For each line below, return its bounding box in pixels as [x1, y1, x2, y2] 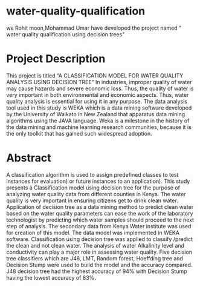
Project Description [6, 52, 106, 66]
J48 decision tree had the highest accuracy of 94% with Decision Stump [6, 268, 187, 275]
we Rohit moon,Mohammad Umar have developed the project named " [6, 24, 182, 31]
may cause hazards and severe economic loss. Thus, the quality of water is [6, 85, 194, 92]
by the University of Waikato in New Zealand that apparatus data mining [6, 110, 185, 117]
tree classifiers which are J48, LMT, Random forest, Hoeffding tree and [6, 254, 183, 262]
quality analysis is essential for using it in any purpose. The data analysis [6, 97, 187, 105]
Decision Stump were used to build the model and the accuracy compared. [6, 261, 193, 268]
